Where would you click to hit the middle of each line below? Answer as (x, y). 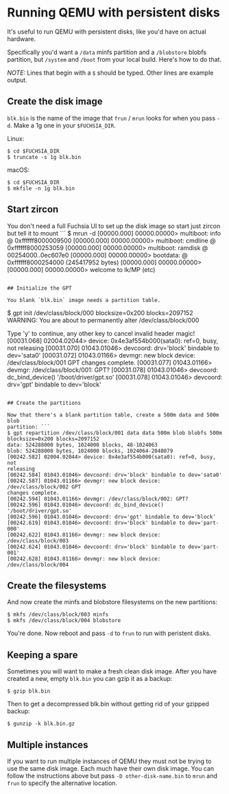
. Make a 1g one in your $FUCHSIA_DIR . (63, 125)
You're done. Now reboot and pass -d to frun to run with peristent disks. (109, 633)
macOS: (18, 170)
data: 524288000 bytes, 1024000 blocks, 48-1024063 (82, 445)
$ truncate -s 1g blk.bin (44, 157)
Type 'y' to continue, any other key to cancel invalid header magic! (101, 333)
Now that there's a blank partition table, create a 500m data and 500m (113, 415)
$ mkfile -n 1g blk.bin (41, 188)
